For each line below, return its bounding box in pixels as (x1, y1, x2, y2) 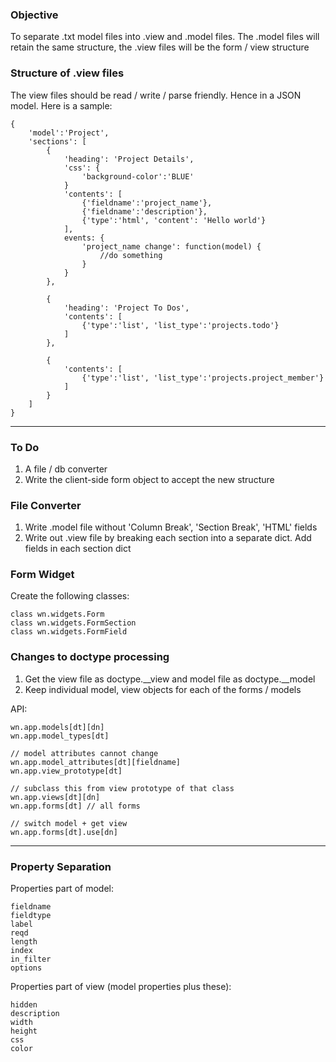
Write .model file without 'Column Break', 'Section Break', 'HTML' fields (24, 521, 318, 533)
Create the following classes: (10, 590, 130, 602)
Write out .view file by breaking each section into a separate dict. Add (24, 532, 312, 544)
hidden (10, 1000, 38, 1010)
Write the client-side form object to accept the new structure (24, 473, 275, 485)
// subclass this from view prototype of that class (10, 783, 235, 793)
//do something (99, 250, 163, 260)
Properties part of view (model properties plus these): (10, 981, 232, 993)
